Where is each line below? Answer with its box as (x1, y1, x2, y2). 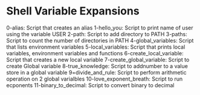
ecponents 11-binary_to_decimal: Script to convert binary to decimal (6, 81, 175, 88)
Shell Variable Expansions (6, 4, 140, 18)
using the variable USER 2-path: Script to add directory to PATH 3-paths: (6, 30, 187, 37)
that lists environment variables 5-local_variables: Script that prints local (6, 43, 185, 51)
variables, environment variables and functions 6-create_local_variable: (6, 49, 184, 57)
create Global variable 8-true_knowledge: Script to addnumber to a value (6, 62, 189, 70)
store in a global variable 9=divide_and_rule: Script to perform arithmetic (6, 69, 187, 76)
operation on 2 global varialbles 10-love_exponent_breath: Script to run (6, 75, 183, 82)
